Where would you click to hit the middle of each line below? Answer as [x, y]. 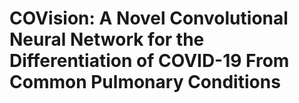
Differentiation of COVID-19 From [149, 61]
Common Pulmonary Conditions [145, 82]
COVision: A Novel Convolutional [149, 18]
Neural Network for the [107, 39]
